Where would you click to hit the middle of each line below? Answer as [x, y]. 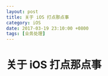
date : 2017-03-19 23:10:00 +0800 [47, 28]
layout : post [22, 12]
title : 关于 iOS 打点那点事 [38, 17]
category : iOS [24, 23]
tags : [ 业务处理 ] [26, 34]
